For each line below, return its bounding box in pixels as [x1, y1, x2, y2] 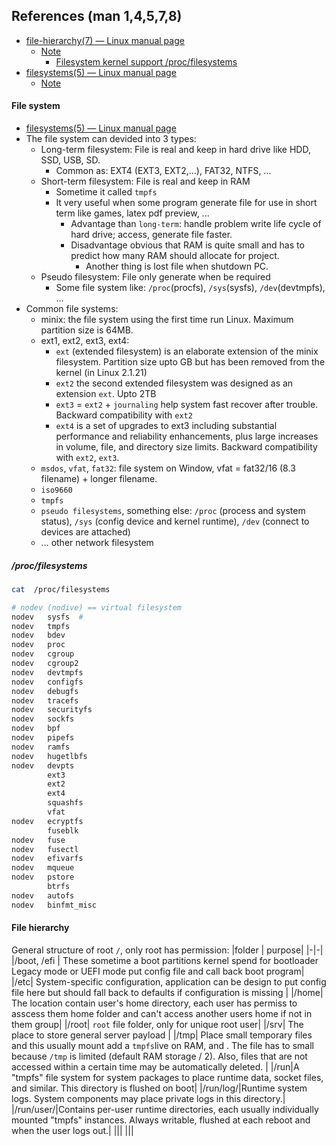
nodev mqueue [11, 863, 75, 873]
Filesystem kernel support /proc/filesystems [55, 55, 238, 68]
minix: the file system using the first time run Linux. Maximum [40, 314, 294, 326]
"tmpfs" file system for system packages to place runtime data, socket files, [11, 1071, 324, 1083]
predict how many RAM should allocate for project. [70, 250, 280, 262]
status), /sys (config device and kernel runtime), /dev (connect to [40, 515, 310, 528]
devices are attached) [40, 526, 131, 538]
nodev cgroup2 [11, 659, 79, 669]
